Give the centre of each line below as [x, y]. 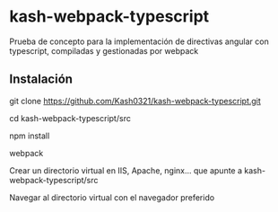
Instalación [41, 79]
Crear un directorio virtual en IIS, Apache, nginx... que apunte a [126, 170]
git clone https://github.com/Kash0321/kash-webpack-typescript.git [135, 101]
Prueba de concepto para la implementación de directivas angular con [139, 41]
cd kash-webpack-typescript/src [70, 118]
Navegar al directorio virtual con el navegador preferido [112, 197]
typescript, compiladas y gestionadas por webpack [104, 50]
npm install [30, 136]
